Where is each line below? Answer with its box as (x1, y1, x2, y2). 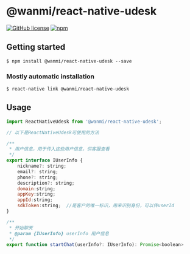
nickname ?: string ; (17, 163, 67, 170)
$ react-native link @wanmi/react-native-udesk (6, 86, 130, 92)
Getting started (6, 42, 66, 52)
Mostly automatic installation (6, 72, 95, 80)
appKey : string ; (17, 191, 56, 197)
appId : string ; (17, 197, 53, 203)
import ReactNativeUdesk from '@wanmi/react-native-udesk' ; (6, 118, 163, 125)
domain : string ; (17, 185, 56, 192)
